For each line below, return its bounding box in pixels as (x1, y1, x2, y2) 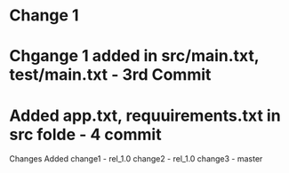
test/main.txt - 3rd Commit (9, 65, 212, 85)
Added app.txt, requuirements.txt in (9, 106, 282, 125)
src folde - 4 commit (9, 124, 162, 145)
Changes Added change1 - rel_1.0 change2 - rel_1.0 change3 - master (9, 153, 263, 164)
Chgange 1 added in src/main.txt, (9, 46, 260, 67)
